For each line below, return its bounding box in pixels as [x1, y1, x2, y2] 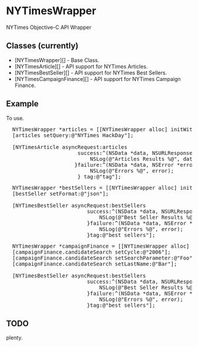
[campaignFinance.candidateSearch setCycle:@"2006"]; [12, 248, 171, 255]
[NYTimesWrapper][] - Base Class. [14, 56, 100, 63]
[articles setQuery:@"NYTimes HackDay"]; [12, 132, 134, 138]
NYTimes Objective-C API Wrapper [6, 24, 91, 31]
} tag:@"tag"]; [77, 173, 121, 180]
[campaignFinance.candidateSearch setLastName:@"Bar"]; [12, 260, 177, 267]
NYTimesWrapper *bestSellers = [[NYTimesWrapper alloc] [12, 184, 177, 191]
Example [6, 99, 39, 109]
